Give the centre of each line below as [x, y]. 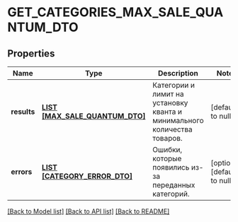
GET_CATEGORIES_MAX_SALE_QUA [115, 12]
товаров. [167, 138]
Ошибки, [167, 150]
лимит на [168, 94]
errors [22, 172]
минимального [178, 121]
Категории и [173, 85]
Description [178, 73]
